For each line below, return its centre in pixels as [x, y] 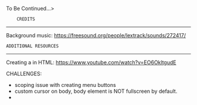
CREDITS [26, 19]
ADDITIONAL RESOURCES [33, 46]
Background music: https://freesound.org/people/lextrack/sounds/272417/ [96, 35]
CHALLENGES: [24, 73]
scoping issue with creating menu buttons [65, 85]
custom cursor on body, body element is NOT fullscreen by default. [96, 91]
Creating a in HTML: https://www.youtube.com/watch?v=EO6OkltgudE [91, 62]
